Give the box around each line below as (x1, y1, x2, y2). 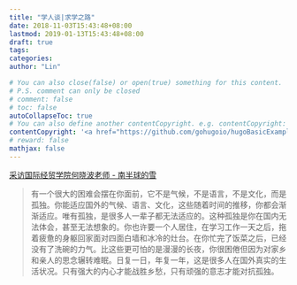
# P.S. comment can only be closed (9, 86, 141, 96)
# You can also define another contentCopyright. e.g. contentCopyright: (9, 119, 287, 128)
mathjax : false (9, 144, 65, 153)
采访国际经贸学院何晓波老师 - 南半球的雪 (9, 169, 157, 180)
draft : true (9, 37, 53, 47)
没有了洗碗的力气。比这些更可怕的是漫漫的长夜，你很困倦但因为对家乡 (30, 243, 287, 254)
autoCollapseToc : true (9, 112, 93, 120)
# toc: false (9, 103, 57, 112)
